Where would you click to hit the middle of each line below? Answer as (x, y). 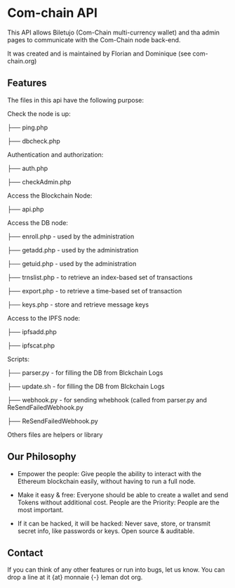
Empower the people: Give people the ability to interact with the (109, 473)
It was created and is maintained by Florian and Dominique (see (99, 53)
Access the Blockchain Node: (50, 196)
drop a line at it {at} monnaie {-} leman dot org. (75, 577)
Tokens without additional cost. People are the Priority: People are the (118, 502)
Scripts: (19, 359)
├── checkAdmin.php (39, 181)
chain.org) (22, 60)
